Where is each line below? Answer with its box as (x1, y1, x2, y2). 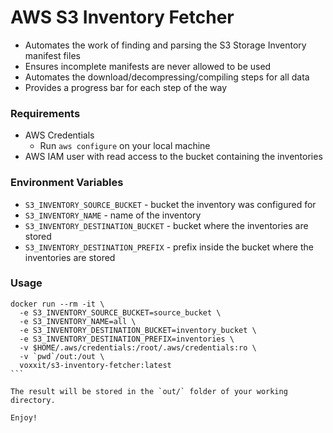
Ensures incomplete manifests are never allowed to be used (24, 60, 272, 72)
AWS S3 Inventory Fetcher (10, 6, 235, 29)
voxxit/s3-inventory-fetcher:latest (19, 360, 172, 370)
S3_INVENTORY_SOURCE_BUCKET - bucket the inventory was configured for (24, 198, 317, 210)
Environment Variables (10, 176, 124, 190)
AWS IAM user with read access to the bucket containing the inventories (24, 151, 323, 163)
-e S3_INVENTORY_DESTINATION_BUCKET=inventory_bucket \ (19, 325, 257, 335)
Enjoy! (10, 412, 38, 423)
